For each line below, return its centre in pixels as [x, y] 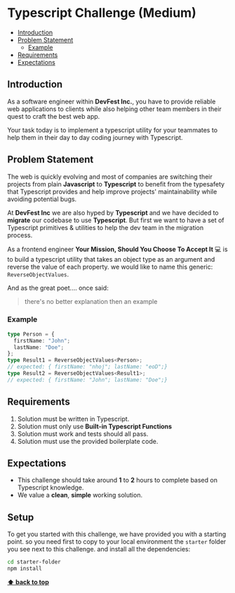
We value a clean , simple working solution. [80, 495]
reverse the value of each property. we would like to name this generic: [110, 267]
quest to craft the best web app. [54, 116]
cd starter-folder [34, 562]
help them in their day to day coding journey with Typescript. [95, 137]
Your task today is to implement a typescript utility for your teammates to [113, 130]
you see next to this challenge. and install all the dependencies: [99, 549]
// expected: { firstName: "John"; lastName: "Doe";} [88, 380]
